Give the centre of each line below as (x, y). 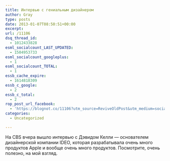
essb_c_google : (21, 85)
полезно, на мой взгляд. (32, 153)
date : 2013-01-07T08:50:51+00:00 (40, 24)
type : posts (18, 19)
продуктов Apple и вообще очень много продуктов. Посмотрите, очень (83, 148)
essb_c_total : (20, 95)
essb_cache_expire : (26, 76)
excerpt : (14, 29)
